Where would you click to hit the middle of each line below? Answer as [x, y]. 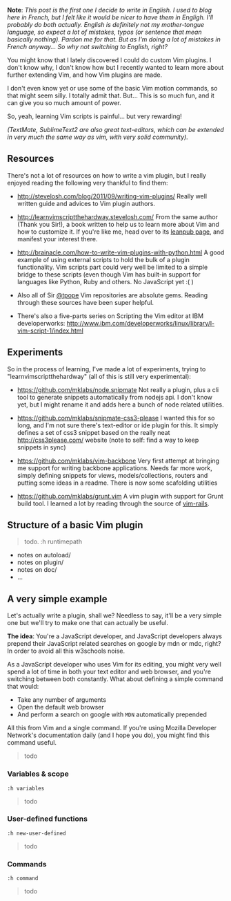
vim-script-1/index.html [50, 331]
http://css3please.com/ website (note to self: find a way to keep [108, 440]
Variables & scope [38, 774]
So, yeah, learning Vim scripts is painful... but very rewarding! [95, 116]
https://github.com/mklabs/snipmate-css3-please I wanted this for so [116, 418]
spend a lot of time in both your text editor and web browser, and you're [109, 672]
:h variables [26, 788]
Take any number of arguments [62, 700]
